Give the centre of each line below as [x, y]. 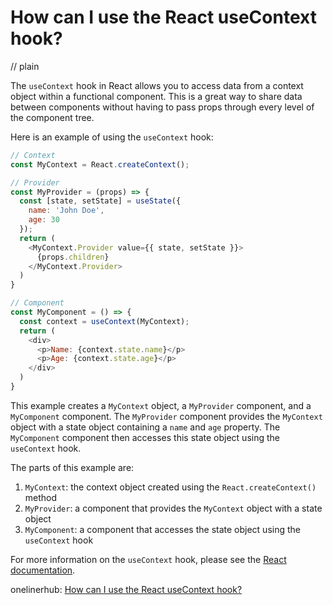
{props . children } [73, 257]
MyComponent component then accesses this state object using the [145, 437]
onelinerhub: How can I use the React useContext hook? [126, 589]
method [41, 497]
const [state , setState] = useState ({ [100, 201]
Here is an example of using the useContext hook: [112, 137]
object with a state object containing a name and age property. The [145, 427]
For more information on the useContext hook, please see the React [148, 559]
